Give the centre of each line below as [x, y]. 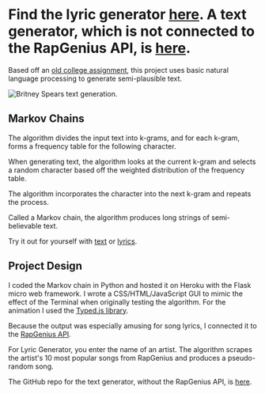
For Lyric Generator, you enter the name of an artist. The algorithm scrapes [131, 349]
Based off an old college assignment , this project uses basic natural [119, 70]
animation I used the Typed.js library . [68, 310]
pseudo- [241, 358]
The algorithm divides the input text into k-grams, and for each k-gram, [124, 138]
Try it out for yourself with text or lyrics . [73, 241]
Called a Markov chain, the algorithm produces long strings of [109, 217]
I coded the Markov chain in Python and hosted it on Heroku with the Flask [130, 285]
